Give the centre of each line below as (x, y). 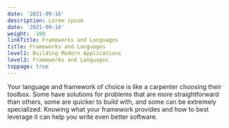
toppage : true (28, 66)
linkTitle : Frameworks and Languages (63, 40)
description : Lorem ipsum (45, 21)
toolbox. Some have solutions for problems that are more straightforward (113, 94)
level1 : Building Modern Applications (64, 54)
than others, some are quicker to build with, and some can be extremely (112, 101)
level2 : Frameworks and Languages (58, 60)
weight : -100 (27, 34)
